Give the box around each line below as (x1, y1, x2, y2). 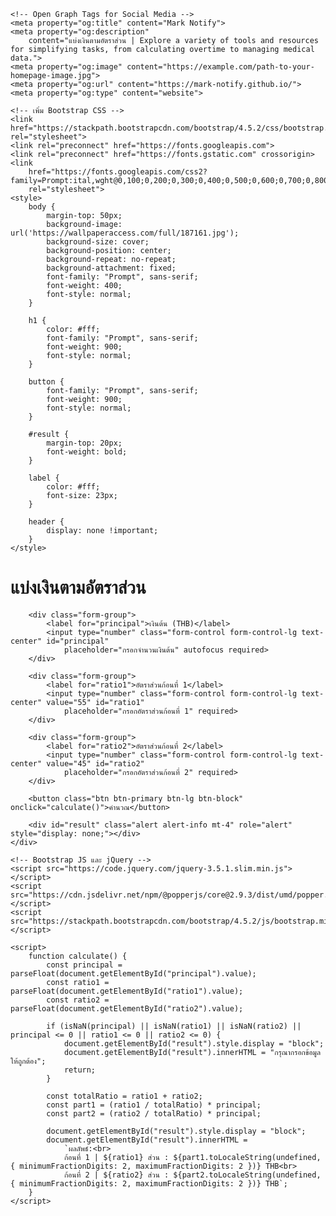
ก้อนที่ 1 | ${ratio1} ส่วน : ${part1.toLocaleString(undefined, (63, 1152, 322, 1162)
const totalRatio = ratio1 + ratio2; (46, 1091, 203, 1101)
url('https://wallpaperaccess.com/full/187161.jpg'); (10, 228, 240, 238)
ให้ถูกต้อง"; (10, 1056, 47, 1066)
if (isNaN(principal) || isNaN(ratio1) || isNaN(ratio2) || (46, 1021, 302, 1031)
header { (28, 517, 65, 527)
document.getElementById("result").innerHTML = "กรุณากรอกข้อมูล (63, 1047, 322, 1057)
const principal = (46, 960, 123, 970)
